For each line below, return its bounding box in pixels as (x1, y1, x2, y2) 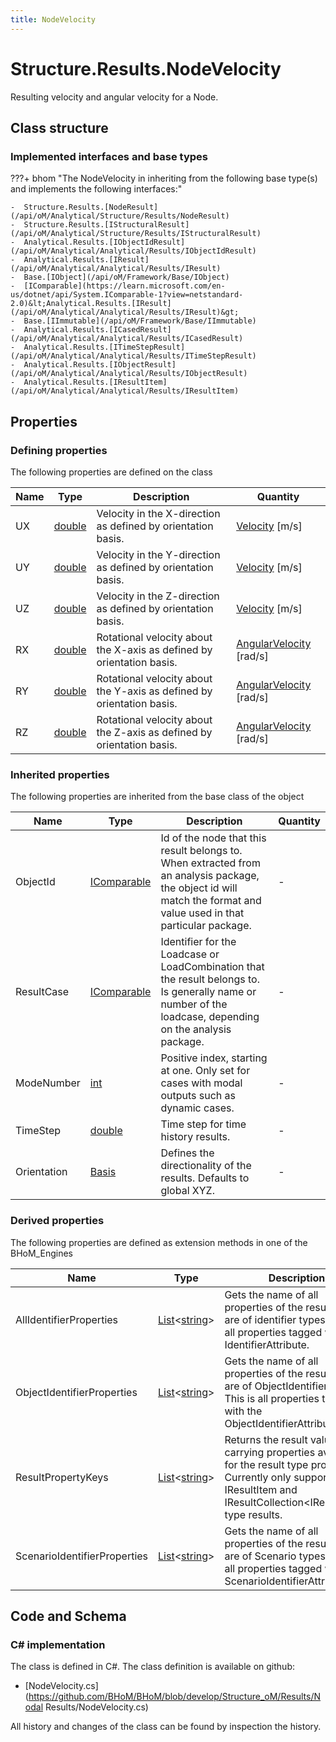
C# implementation (10, 1637, 106, 1651)
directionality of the (160, 1159, 252, 1173)
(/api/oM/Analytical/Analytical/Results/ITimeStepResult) (10, 351, 257, 361)
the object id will (160, 881, 238, 895)
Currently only (224, 1470, 292, 1484)
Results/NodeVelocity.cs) (44, 1701, 149, 1713)
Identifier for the (160, 935, 237, 949)
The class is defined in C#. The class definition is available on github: (10, 1661, 295, 1673)
